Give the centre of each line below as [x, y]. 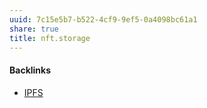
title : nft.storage [50, 38]
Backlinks [30, 70]
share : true [34, 29]
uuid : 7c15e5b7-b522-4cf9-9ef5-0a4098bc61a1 [103, 19]
